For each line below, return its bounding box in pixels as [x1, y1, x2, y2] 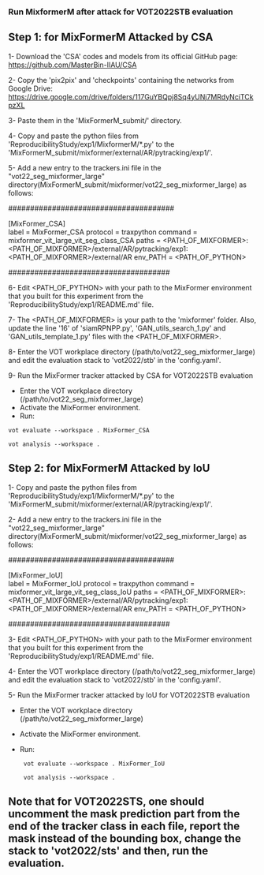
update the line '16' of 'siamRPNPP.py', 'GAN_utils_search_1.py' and [8, 323, 226, 333]
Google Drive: [8, 84, 54, 93]
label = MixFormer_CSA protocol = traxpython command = [8, 227, 198, 237]
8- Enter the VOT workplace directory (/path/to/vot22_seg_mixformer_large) [8, 346, 256, 357]
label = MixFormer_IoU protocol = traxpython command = [8, 578, 195, 588]
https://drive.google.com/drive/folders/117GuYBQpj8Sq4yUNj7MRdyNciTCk [8, 92, 254, 101]
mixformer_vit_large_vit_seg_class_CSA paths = [8, 235, 162, 245]
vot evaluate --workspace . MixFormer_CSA [8, 426, 150, 434]
